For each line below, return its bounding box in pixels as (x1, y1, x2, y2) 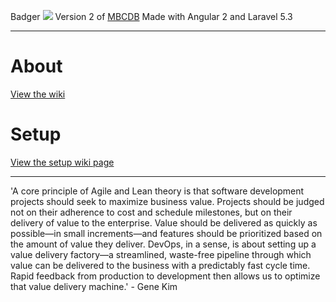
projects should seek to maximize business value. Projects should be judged (10, 195, 325, 207)
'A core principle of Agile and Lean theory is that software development (10, 185, 305, 197)
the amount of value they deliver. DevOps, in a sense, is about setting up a (10, 238, 317, 250)
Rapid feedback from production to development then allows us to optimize (10, 270, 321, 282)
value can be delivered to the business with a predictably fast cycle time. (10, 259, 311, 271)
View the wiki (10, 88, 66, 100)
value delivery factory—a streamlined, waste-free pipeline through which (10, 248, 312, 260)
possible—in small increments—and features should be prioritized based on (10, 227, 323, 239)
